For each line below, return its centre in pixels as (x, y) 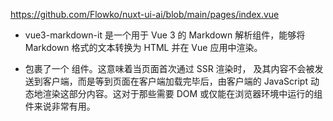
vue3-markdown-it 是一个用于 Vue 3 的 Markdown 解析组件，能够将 (165, 35)
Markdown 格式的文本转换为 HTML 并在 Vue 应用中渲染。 (143, 47)
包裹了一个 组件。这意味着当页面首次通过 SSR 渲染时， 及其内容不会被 (169, 68)
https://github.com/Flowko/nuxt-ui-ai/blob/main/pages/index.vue (145, 14)
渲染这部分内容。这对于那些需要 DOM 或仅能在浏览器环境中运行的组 (182, 93)
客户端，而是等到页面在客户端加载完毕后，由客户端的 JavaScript (175, 81)
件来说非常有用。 (60, 106)
